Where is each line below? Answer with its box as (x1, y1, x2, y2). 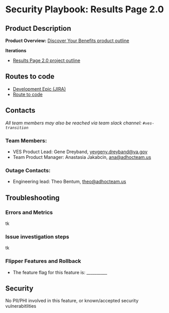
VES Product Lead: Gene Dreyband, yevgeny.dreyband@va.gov (12, 149, 148, 155)
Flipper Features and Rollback (5, 258, 81, 265)
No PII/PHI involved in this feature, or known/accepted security (5, 298, 139, 304)
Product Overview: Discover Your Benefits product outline (5, 37, 129, 44)
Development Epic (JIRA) (12, 86, 66, 92)
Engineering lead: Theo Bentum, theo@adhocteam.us (12, 178, 126, 185)
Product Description (5, 24, 71, 33)
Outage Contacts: (5, 166, 51, 174)
